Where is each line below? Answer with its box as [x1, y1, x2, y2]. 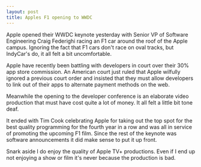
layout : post [6, 8, 39, 15]
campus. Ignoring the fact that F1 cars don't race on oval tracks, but [6, 43, 174, 51]
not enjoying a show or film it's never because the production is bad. [6, 154, 176, 161]
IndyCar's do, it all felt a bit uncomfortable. [6, 50, 112, 57]
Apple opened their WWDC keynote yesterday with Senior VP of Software [6, 31, 188, 38]
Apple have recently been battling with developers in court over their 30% [6, 61, 189, 69]
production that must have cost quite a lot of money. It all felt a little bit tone [6, 99, 193, 106]
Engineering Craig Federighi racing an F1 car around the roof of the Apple [6, 37, 188, 44]
